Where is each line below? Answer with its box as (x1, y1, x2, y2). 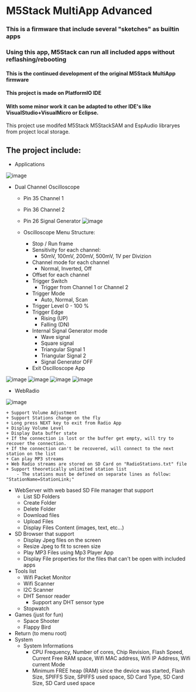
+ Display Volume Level (6, 426, 64, 431)
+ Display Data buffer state (6, 430, 77, 437)
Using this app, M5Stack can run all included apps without (6, 48, 175, 56)
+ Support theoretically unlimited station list (6, 467, 127, 472)
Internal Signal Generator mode (32, 327, 108, 334)
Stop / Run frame (32, 240, 73, 247)
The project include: (6, 145, 81, 155)
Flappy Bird (23, 624, 51, 631)
